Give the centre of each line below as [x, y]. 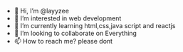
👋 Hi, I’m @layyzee [42, 11]
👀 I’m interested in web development [68, 18]
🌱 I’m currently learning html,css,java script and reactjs [95, 26]
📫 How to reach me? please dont [63, 41]
